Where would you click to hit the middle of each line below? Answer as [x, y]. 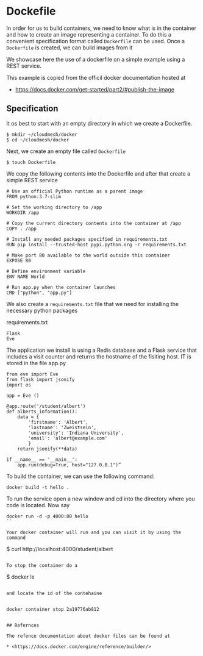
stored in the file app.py [36, 363]
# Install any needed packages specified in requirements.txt [87, 239]
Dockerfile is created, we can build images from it [69, 48]
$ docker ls [20, 577]
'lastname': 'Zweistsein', [62, 427]
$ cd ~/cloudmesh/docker [38, 140]
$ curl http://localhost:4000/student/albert [60, 549]
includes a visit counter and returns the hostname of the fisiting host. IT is [99, 356]
